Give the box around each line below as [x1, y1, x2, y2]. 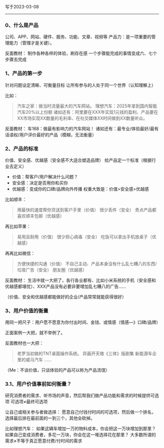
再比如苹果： [5, 223, 31, 229]
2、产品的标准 [5, 145, 39, 152]
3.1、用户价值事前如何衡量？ [5, 381, 72, 388]
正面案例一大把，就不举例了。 [5, 330, 65, 336]
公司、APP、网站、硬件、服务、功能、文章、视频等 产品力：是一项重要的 [5, 34, 152, 40]
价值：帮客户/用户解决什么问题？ [12, 174, 78, 179]
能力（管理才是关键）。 [9, 40, 55, 46]
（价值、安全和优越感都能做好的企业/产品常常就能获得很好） [5, 294, 127, 299]
